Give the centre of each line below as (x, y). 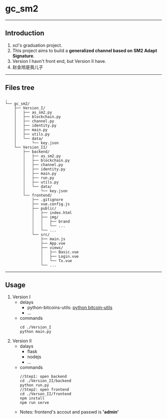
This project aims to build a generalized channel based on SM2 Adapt (85, 50)
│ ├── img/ (45, 217)
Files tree (20, 88)
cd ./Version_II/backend (45, 381)
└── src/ (41, 234)
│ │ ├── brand (51, 221)
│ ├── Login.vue (60, 256)
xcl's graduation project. (37, 45)
